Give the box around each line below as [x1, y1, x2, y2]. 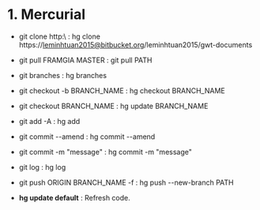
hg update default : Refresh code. [18, 193, 131, 202]
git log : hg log [18, 162, 66, 171]
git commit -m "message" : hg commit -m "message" [18, 147, 193, 156]
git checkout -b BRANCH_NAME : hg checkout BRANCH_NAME [18, 85, 226, 96]
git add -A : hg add [18, 116, 81, 126]
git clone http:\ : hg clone [18, 32, 100, 41]
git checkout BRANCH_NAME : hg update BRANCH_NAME [18, 101, 209, 111]
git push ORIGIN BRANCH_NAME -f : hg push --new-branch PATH [18, 178, 234, 187]
